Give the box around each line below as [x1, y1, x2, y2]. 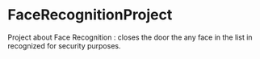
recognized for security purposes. [7, 40, 121, 50]
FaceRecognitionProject [7, 6, 173, 24]
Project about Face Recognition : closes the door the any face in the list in [7, 32, 253, 42]
